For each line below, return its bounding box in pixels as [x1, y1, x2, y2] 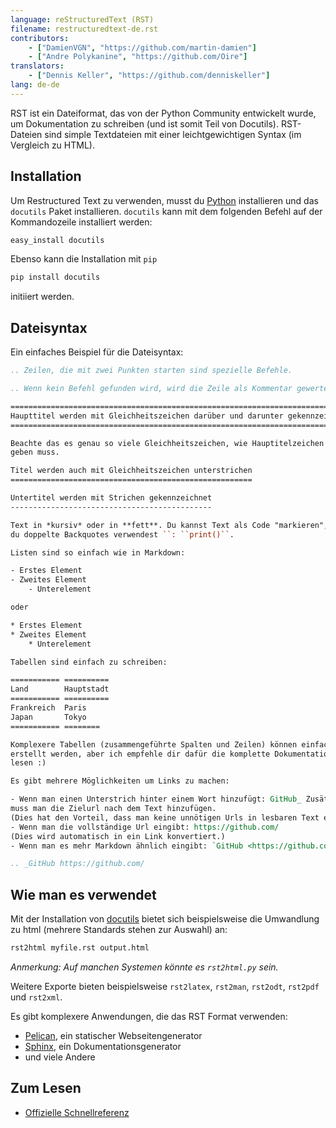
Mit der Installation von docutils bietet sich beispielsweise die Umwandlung [10, 913, 320, 925]
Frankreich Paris [10, 703, 87, 713]
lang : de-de [10, 80, 60, 90]
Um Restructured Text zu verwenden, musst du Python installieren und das [10, 194, 319, 206]
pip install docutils [10, 272, 101, 283]
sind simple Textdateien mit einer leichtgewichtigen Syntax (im [44, 128, 302, 140]
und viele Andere [24, 1051, 96, 1063]
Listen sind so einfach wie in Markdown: [10, 547, 186, 558]
